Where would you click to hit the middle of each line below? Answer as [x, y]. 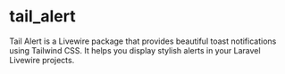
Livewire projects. [42, 60]
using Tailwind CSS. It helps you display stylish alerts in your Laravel [135, 50]
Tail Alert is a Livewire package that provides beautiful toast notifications [143, 41]
